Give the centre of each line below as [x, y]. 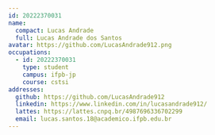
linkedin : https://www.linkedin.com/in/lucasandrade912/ [111, 104]
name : [17, 23]
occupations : [30, 52]
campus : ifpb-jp [50, 75]
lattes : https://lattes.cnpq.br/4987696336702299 [99, 112]
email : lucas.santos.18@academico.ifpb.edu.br [94, 119]
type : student [46, 67]
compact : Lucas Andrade [54, 30]
